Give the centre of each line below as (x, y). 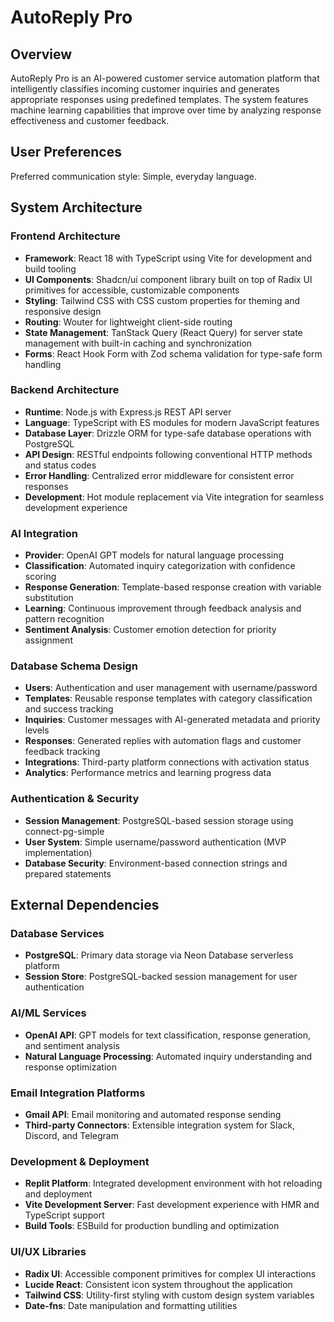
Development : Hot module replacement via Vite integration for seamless (174, 497)
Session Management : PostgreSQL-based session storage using (159, 820)
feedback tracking (62, 752)
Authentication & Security (75, 799)
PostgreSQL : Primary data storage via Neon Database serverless (159, 955)
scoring (40, 577)
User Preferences (66, 152)
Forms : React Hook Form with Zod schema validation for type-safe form (173, 353)
